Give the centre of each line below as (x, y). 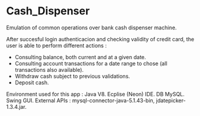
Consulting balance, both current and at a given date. (80, 57)
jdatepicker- (171, 100)
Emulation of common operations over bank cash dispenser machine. (92, 28)
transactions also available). (49, 69)
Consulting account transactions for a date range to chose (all (91, 63)
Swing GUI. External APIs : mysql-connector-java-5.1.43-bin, (81, 100)
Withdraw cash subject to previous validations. (72, 76)
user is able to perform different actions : (56, 45)
